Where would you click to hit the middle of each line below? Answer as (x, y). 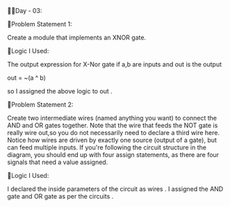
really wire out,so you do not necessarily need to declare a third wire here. (114, 133)
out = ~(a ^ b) (27, 78)
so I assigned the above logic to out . (60, 91)
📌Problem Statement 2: (40, 105)
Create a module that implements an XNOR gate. (77, 37)
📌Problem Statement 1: (40, 24)
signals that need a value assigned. (58, 162)
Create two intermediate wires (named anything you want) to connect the (112, 118)
